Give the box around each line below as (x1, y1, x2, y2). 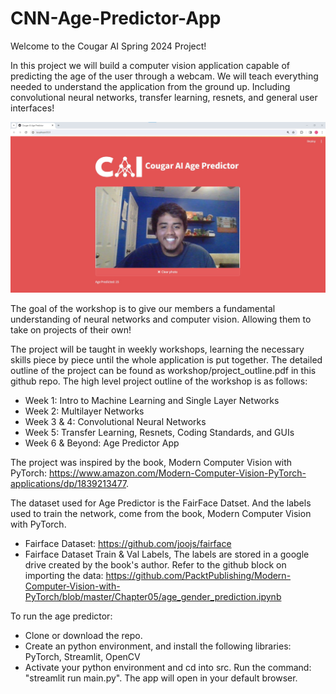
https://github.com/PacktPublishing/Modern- (105, 570, 292, 582)
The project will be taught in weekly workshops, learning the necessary (10, 343, 305, 356)
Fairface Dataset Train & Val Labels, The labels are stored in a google (24, 548, 310, 561)
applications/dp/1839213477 (10, 478, 127, 490)
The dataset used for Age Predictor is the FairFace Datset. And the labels (10, 497, 312, 509)
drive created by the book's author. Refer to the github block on (24, 559, 287, 571)
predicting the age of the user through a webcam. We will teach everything (10, 70, 319, 82)
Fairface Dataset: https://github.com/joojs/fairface (24, 538, 232, 550)
